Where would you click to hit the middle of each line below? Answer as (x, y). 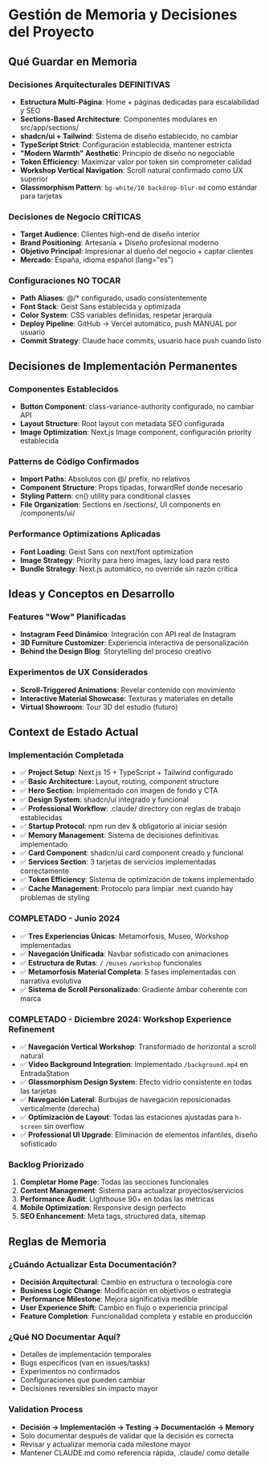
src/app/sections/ (49, 127)
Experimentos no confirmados (70, 1372)
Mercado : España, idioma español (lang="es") (97, 260)
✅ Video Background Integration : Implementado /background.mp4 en (134, 1065)
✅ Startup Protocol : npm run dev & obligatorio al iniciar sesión (123, 827)
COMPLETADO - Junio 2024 (64, 918)
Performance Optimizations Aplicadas (84, 534)
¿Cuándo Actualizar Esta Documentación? (92, 1264)
